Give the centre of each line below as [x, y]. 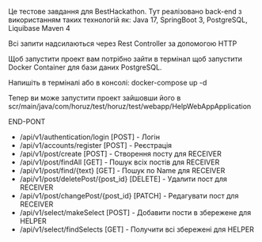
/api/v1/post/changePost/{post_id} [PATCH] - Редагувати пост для [129, 196]
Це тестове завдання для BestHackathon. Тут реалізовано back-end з [125, 11]
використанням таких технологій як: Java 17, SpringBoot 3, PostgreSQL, [128, 20]
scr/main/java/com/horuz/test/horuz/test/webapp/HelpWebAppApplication [130, 106]
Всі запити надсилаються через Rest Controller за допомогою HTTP [123, 43]
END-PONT [27, 121]
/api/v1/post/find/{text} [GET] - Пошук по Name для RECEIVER [122, 170]
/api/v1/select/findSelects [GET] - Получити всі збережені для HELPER [137, 229]
